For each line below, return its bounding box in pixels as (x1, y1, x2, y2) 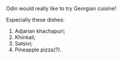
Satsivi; (14, 40, 33, 47)
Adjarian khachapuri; (14, 27, 65, 34)
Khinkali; (14, 34, 36, 40)
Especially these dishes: (6, 16, 65, 23)
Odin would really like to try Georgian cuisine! (6, 5, 117, 12)
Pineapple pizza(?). (14, 46, 62, 53)
